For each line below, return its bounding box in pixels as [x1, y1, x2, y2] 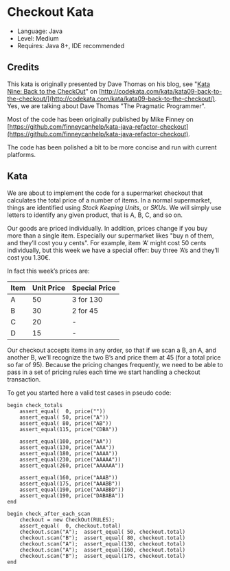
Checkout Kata [7, 4, 94, 20]
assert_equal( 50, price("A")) [19, 414, 109, 421]
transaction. [7, 375, 41, 383]
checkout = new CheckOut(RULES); [19, 516, 115, 523]
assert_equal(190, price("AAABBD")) [19, 486, 125, 493]
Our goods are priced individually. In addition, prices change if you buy [7, 224, 208, 232]
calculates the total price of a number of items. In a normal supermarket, [7, 196, 212, 204]
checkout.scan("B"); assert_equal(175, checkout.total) [19, 552, 186, 559]
